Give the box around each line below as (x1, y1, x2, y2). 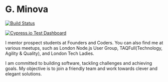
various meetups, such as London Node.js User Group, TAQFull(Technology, (5, 45, 163, 51)
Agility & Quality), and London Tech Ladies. (5, 50, 94, 56)
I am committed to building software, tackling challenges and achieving (5, 60, 152, 66)
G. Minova (5, 4, 49, 15)
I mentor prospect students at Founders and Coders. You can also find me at (5, 39, 163, 46)
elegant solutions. (5, 70, 42, 76)
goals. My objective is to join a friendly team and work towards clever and (5, 65, 158, 71)
